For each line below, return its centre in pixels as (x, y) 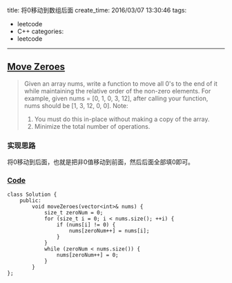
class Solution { (32, 195)
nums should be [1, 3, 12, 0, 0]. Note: (76, 105)
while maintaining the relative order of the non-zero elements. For (117, 91)
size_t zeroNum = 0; (74, 213)
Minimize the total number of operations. (92, 126)
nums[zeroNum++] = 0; (87, 255)
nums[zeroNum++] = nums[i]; (109, 231)
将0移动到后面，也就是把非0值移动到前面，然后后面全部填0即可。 (101, 162)
